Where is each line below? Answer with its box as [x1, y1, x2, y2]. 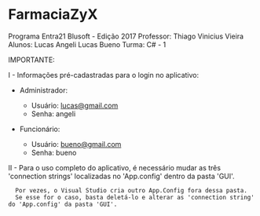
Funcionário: [19, 124, 60, 134]
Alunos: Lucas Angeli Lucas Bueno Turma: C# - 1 [8, 39, 167, 49]
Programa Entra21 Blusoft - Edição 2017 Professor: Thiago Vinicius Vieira [8, 31, 244, 41]
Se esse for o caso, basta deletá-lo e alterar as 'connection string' [15, 193, 255, 201]
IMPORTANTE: [8, 55, 55, 64]
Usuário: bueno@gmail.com [31, 139, 122, 148]
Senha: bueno [31, 148, 77, 157]
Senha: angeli [31, 108, 76, 119]
